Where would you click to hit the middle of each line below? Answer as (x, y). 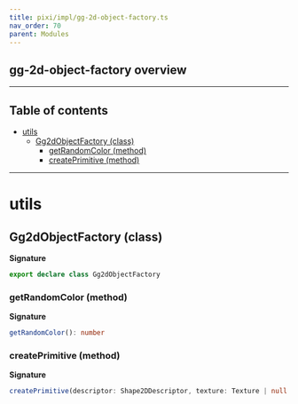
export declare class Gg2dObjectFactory (85, 274)
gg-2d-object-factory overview (98, 70)
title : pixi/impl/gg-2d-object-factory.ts (89, 17)
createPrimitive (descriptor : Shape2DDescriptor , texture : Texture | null (149, 392)
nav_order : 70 (35, 26)
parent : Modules (39, 34)
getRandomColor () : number (57, 333)
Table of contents (59, 111)
